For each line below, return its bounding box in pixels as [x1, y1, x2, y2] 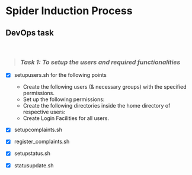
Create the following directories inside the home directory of [23, 102, 171, 109]
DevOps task [5, 28, 54, 38]
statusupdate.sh [14, 161, 54, 169]
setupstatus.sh [14, 150, 51, 157]
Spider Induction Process [5, 4, 133, 18]
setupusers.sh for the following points [14, 72, 107, 79]
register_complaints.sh [14, 138, 70, 145]
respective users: [23, 108, 66, 116]
